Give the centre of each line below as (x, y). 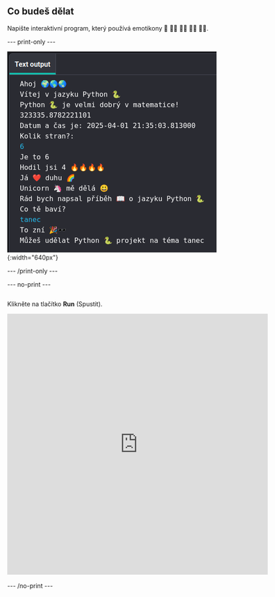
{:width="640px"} (33, 257)
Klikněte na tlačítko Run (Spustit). (55, 304)
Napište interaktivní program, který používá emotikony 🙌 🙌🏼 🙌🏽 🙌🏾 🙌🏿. (108, 28)
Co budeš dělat (41, 11)
